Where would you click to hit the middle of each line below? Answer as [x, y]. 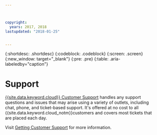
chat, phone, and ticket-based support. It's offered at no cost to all [72, 108]
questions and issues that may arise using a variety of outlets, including [77, 102]
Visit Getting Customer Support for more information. [58, 128]
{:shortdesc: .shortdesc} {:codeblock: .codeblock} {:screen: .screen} [74, 54]
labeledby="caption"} [27, 64]
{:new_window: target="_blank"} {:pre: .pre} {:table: [57, 59]
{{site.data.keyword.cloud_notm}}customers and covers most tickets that [78, 113]
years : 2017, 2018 [28, 27]
